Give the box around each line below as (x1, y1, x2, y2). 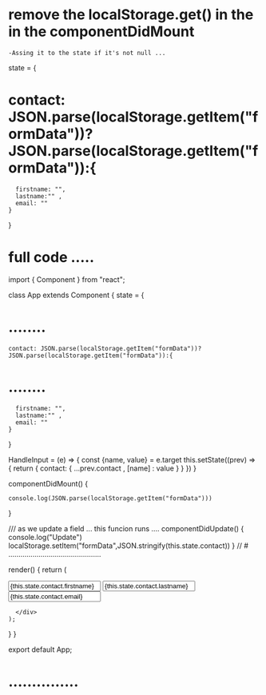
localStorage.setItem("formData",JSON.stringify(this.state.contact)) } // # (8, 541, 249, 550)
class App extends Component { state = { (8, 290, 145, 300)
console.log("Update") (8, 532, 82, 542)
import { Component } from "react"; (8, 274, 125, 284)
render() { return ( (8, 565, 67, 574)
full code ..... (8, 248, 94, 267)
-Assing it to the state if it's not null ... (8, 49, 166, 57)
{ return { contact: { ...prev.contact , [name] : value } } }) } (8, 463, 197, 473)
